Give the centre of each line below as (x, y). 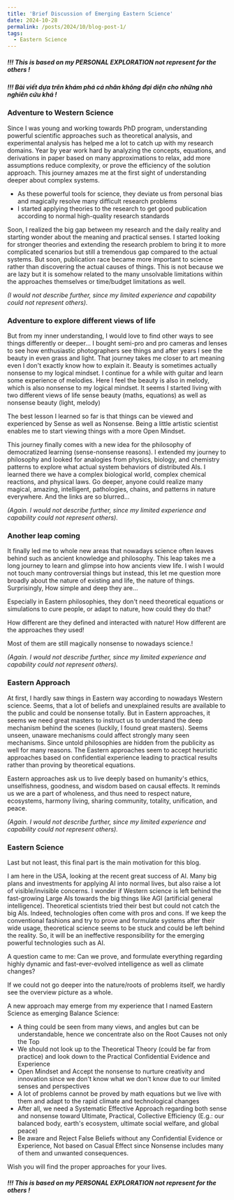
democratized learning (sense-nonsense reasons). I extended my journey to (117, 452)
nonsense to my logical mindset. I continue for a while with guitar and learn (115, 373)
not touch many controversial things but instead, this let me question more (114, 573)
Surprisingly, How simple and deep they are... (73, 588)
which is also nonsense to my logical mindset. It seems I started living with (115, 388)
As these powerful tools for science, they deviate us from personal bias (120, 194)
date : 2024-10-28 (32, 20)
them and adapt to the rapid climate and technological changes (108, 1101)
